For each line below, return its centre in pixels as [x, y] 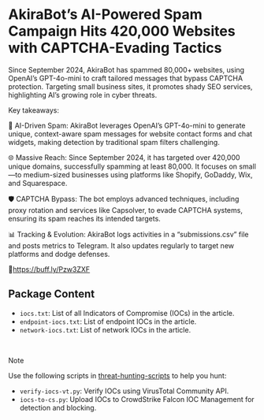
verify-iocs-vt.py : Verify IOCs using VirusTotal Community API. [124, 391]
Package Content [52, 294]
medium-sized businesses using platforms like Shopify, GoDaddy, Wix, [138, 174]
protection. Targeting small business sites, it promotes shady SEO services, [130, 86]
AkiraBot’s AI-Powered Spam [105, 15]
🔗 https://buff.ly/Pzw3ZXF [49, 269]
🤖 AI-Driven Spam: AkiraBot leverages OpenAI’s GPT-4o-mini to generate [127, 125]
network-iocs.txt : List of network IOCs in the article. [105, 329]
